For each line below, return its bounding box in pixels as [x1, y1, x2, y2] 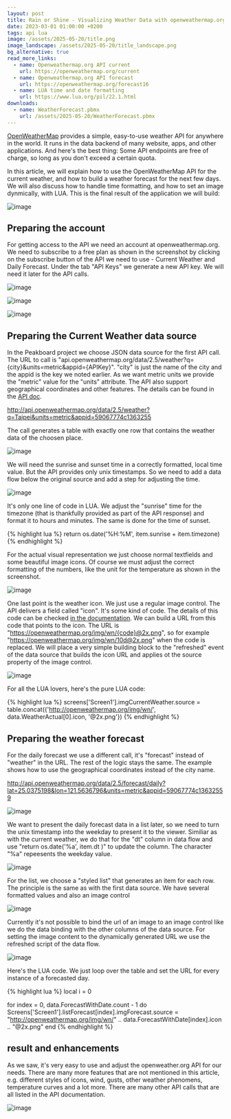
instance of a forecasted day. [7, 974, 90, 982]
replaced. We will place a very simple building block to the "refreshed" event [7, 643, 224, 652]
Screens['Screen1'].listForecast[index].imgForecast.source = [7, 1008, 179, 1016]
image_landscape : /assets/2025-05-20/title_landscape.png [7, 42, 177, 49]
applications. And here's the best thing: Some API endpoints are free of [7, 146, 209, 155]
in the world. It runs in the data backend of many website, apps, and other [7, 139, 217, 147]
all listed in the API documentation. [7, 1090, 105, 1098]
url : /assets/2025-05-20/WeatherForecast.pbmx [19, 112, 155, 119]
